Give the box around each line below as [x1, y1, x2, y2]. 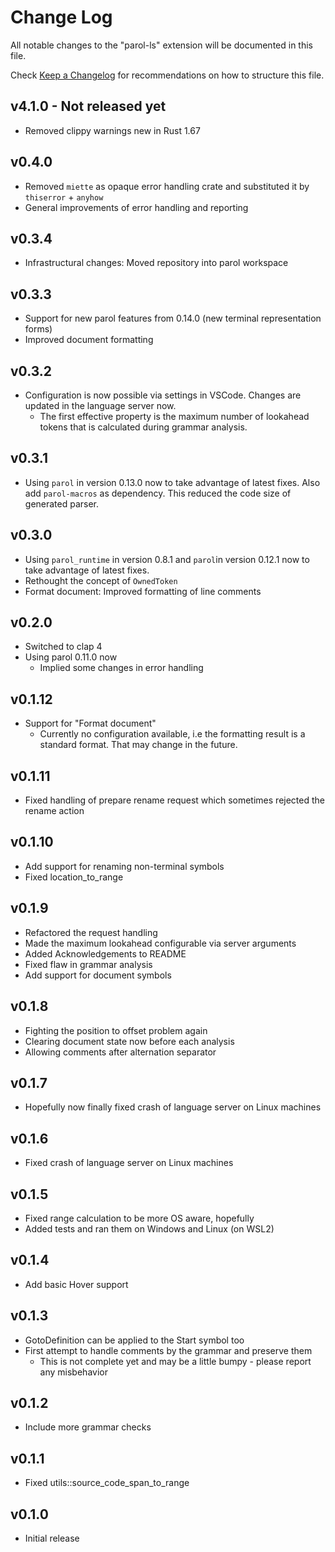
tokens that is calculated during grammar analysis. [39, 421, 248, 433]
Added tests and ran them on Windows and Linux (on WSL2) [24, 1222, 275, 1235]
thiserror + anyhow [24, 191, 104, 203]
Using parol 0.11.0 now [24, 651, 118, 663]
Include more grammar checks [24, 1421, 152, 1433]
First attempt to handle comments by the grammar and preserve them [24, 1344, 313, 1356]
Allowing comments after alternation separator [24, 1046, 217, 1058]
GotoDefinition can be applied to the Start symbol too [24, 1334, 245, 1346]
